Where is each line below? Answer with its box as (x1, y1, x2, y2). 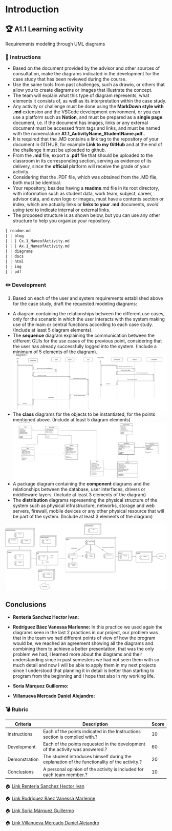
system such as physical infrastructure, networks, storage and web (12, 502, 155, 509)
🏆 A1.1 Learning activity (5, 25, 83, 33)
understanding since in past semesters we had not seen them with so (12, 656, 160, 662)
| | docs (5, 254, 24, 259)
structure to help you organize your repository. (12, 218, 111, 224)
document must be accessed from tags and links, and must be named (12, 125, 160, 131)
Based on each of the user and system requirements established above (12, 295, 163, 301)
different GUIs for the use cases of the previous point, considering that (12, 337, 162, 344)
